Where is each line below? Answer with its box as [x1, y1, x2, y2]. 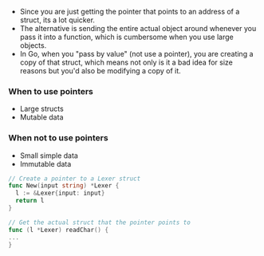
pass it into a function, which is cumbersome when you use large [19, 32, 234, 41]
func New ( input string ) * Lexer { [8, 182, 120, 190]
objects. [19, 41, 47, 50]
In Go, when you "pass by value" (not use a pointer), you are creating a [19, 49, 254, 58]
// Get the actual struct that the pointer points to [8, 219, 191, 226]
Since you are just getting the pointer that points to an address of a [19, 7, 240, 16]
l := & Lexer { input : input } [15, 189, 105, 198]
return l [15, 197, 45, 205]
